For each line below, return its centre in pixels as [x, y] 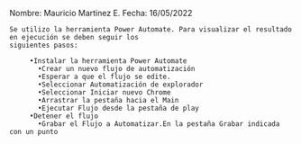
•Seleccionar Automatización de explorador [120, 85]
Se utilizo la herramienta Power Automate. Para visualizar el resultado [151, 30]
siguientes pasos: [44, 45]
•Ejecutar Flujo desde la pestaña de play [119, 108]
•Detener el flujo [64, 116]
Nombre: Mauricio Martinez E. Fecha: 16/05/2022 [101, 13]
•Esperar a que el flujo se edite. [104, 76]
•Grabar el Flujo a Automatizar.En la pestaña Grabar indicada [159, 124]
